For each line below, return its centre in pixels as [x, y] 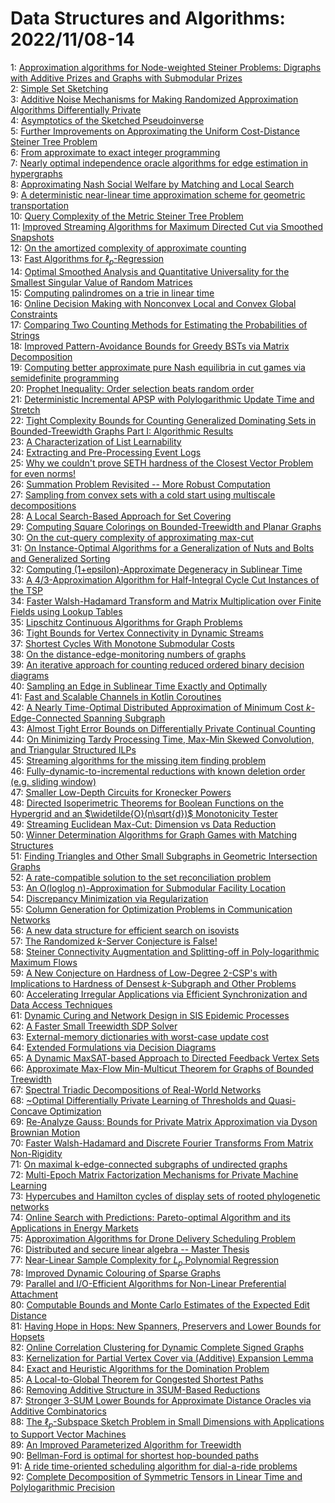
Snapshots [32, 237]
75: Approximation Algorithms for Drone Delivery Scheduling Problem [153, 1238]
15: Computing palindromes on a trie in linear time [112, 293]
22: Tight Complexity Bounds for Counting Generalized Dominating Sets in [163, 420]
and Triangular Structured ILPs [73, 749]
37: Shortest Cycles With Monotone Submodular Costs [122, 643]
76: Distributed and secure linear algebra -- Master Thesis [130, 1249]
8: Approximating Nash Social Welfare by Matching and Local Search [152, 184]
